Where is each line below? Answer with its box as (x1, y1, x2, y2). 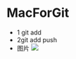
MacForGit (6, 5, 70, 21)
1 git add (16, 28, 42, 37)
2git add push (16, 35, 58, 44)
